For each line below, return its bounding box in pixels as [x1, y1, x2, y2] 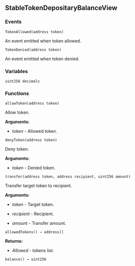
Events [5, 18, 22, 25]
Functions [5, 90, 29, 96]
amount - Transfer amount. [12, 220, 66, 226]
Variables [5, 68, 28, 75]
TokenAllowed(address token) [5, 29, 64, 34]
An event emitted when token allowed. [5, 38, 81, 44]
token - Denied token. [12, 165, 56, 171]
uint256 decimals [5, 78, 40, 84]
